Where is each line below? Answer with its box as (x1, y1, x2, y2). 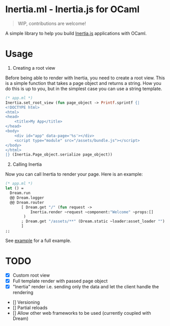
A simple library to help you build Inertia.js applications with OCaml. (5, 30, 147, 36)
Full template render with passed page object (12, 278, 108, 284)
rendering (12, 289, 34, 295)
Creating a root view (12, 65, 55, 71)
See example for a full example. (5, 238, 72, 244)
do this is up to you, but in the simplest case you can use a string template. (5, 85, 162, 92)
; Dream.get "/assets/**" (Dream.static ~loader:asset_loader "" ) (21, 219, 165, 224)
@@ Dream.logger (10, 195, 44, 200)
